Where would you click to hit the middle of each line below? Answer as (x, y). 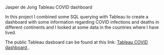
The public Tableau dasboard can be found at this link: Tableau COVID (77, 42)
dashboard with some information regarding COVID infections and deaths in (82, 22)
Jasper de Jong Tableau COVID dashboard (49, 7)
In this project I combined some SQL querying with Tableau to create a (77, 17)
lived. (11, 32)
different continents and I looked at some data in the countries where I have (82, 27)
